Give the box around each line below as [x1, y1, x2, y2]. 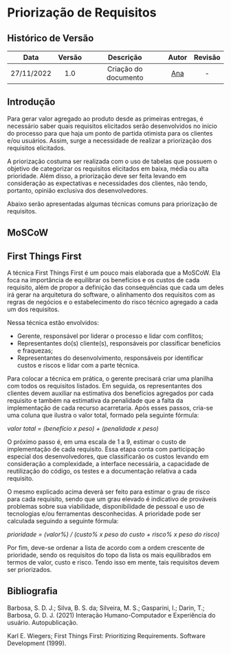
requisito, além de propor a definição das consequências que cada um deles [7, 284, 224, 292]
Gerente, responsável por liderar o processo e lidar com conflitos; [16, 332, 204, 340]
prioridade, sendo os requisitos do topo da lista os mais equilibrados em [7, 551, 212, 559]
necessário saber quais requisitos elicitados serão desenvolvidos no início [7, 122, 218, 130]
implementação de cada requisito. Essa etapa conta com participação [7, 445, 205, 454]
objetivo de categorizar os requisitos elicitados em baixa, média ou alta [7, 164, 209, 173]
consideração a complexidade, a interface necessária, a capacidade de [7, 460, 210, 468]
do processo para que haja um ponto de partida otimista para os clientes [7, 129, 213, 137]
